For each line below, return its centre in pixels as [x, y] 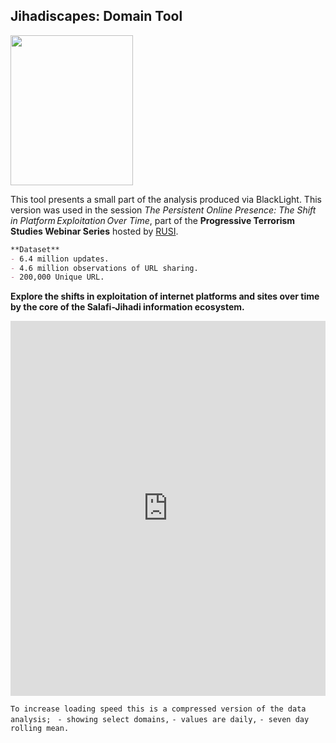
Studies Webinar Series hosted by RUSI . [94, 231]
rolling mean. [40, 729]
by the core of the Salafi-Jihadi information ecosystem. [127, 307]
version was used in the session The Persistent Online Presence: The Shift [163, 210]
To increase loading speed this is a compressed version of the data [158, 709]
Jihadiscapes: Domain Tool [96, 16]
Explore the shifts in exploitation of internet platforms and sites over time [165, 296]
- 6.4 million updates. [60, 259]
